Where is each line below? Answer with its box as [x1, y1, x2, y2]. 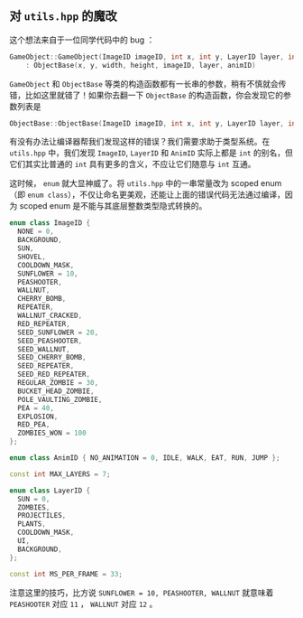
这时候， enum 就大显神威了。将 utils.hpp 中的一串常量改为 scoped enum [9, 178, 282, 189]
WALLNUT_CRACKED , [17, 311, 83, 321]
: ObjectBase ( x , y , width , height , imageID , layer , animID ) [25, 61, 256, 70]
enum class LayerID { [9, 486, 91, 495]
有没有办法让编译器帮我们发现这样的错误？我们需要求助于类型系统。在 [9, 136, 271, 147]
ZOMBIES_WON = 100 [17, 428, 87, 438]
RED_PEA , [17, 420, 50, 429]
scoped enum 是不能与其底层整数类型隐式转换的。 [19, 201, 207, 211]
